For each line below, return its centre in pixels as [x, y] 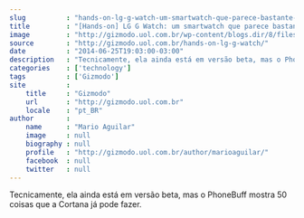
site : [40, 85]
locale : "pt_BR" [64, 110]
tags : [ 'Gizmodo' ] [64, 77]
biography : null [58, 144]
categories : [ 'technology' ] [70, 69]
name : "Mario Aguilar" [81, 128]
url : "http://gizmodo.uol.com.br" [104, 102]
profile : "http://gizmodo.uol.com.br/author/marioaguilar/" [147, 152]
